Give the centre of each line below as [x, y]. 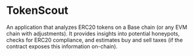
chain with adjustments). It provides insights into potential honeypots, [93, 33]
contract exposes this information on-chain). [62, 46]
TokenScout [37, 11]
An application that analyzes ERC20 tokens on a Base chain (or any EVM [97, 27]
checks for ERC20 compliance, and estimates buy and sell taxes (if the [95, 40]
